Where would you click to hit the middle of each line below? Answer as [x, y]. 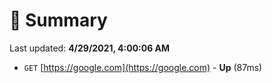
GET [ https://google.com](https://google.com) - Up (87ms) [143, 67]
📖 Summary [58, 20]
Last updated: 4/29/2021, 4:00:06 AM [90, 48]
